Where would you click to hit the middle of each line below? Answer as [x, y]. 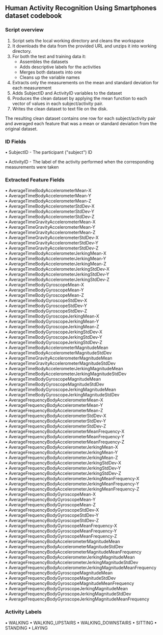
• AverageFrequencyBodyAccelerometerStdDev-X [56, 416]
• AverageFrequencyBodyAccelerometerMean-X [54, 400]
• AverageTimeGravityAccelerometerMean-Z [50, 232]
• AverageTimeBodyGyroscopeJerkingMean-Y [52, 321]
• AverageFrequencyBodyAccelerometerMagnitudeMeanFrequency [73, 552]
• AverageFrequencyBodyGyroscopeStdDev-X [52, 510]
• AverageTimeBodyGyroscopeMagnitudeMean [53, 379]
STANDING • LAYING [27, 628]
